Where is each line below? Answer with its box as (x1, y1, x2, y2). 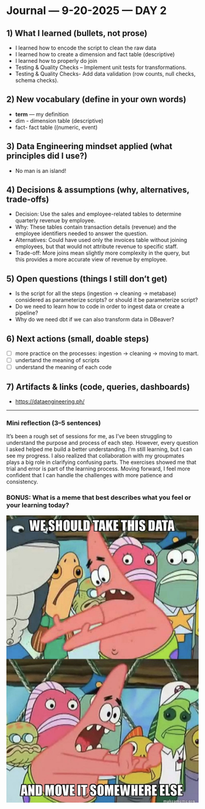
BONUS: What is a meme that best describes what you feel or (6, 493, 192, 502)
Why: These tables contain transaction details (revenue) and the (15, 224, 177, 231)
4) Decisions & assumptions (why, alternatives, (6, 185, 190, 196)
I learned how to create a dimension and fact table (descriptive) (15, 51, 175, 58)
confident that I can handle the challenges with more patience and (6, 472, 173, 479)
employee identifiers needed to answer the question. (15, 230, 148, 237)
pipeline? (15, 309, 38, 317)
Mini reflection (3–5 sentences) (6, 419, 101, 427)
